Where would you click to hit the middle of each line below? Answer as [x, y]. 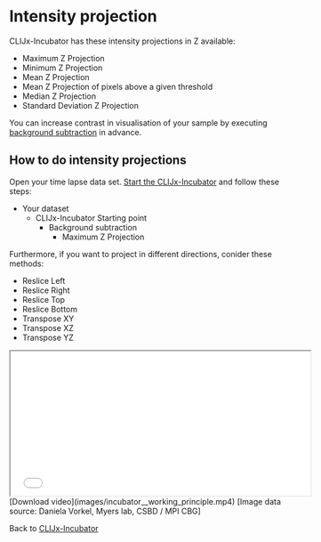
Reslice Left [44, 280]
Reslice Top [43, 299]
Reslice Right [46, 290]
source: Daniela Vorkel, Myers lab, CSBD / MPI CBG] [105, 511]
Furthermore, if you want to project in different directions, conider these [141, 254]
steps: [20, 191]
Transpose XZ [48, 328]
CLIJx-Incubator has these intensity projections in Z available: [122, 41]
